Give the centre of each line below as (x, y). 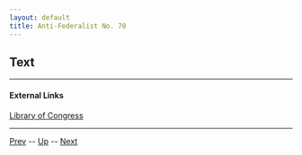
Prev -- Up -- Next (44, 141)
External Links (37, 95)
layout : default (40, 17)
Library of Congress (46, 115)
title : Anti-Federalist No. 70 (68, 26)
